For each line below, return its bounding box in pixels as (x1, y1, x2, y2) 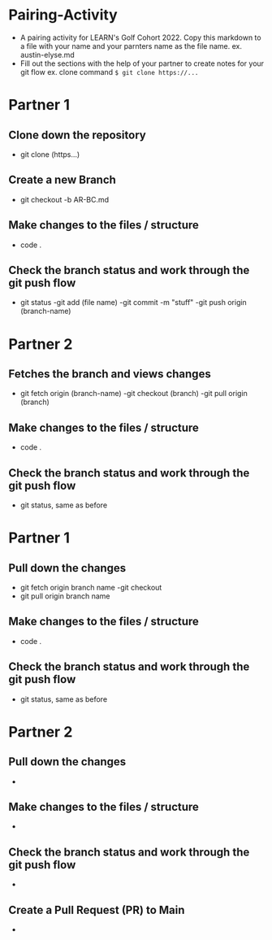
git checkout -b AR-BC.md (19, 194, 110, 204)
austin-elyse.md (19, 50, 75, 59)
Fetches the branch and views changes (8, 367, 211, 381)
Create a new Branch (8, 173, 116, 187)
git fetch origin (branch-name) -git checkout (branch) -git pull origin (19, 389, 248, 398)
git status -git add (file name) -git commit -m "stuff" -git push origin (19, 298, 248, 307)
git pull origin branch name (19, 591, 110, 601)
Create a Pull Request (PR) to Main (8, 903, 185, 916)
